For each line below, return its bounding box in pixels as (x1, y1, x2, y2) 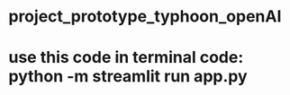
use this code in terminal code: (8, 47, 244, 68)
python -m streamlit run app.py (8, 66, 249, 87)
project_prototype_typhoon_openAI (8, 6, 282, 27)
